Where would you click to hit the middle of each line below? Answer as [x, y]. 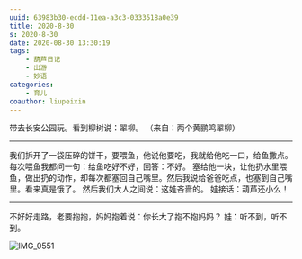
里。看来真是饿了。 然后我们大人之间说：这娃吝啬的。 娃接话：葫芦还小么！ [149, 189]
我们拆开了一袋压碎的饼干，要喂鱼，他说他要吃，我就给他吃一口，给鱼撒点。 [151, 156]
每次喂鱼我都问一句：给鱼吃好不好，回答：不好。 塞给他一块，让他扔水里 [144, 166]
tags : [19, 51]
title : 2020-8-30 [42, 26]
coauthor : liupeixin [48, 101]
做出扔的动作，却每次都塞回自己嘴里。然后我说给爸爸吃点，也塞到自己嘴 [159, 178]
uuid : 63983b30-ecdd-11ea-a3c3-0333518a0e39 [94, 18]
